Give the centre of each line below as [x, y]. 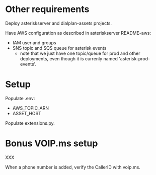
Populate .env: [20, 98]
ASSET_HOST [27, 113]
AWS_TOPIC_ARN [31, 108]
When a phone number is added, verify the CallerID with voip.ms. [73, 167]
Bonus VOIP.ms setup [52, 144]
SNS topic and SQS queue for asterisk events [59, 48]
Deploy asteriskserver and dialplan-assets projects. [59, 23]
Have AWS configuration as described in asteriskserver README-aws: [78, 33]
